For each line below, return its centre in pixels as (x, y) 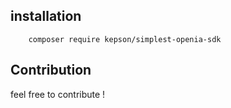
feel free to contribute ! (58, 94)
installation (46, 16)
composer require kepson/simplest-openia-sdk (125, 39)
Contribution (51, 70)
